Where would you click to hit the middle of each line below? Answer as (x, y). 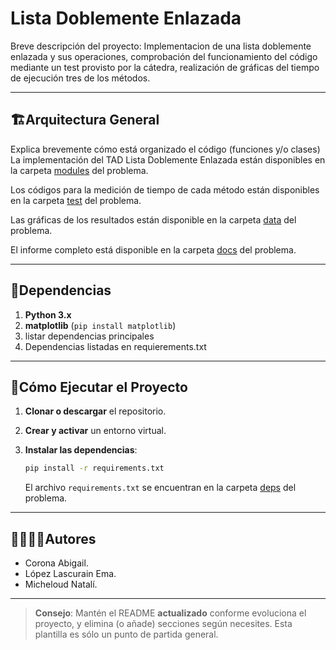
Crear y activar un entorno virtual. (95, 431)
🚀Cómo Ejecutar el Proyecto (99, 387)
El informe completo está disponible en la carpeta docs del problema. (153, 249)
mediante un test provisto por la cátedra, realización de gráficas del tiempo (165, 67)
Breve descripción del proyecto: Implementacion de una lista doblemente (161, 46)
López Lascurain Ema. (70, 574)
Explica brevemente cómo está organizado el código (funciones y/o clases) (165, 149)
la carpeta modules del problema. (79, 170)
